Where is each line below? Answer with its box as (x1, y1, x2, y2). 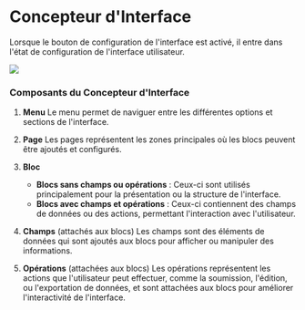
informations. (22, 245, 73, 256)
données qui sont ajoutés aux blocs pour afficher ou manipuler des (22, 235, 275, 247)
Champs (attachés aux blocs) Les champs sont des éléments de (22, 226, 265, 237)
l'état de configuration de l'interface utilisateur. (9, 46, 185, 57)
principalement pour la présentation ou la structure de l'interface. (36, 189, 281, 200)
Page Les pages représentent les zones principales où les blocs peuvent (22, 134, 296, 145)
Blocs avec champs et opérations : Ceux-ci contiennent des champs (36, 199, 297, 210)
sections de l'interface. (22, 117, 109, 128)
